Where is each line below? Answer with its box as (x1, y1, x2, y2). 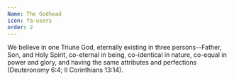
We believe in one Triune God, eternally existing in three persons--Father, (7, 43, 222, 52)
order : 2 (7, 23, 33, 31)
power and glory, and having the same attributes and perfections (7, 58, 197, 67)
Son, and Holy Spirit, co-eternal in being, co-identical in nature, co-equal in (7, 50, 227, 59)
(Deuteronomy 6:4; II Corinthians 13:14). (7, 65, 124, 75)
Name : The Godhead (7, 10, 62, 18)
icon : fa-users (7, 17, 52, 24)
